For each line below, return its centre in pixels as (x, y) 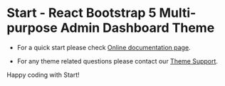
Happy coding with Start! (43, 75)
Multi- (178, 13)
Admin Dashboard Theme (137, 28)
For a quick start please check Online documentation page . (104, 47)
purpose (32, 28)
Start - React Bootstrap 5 (82, 13)
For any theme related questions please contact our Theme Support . (117, 61)
